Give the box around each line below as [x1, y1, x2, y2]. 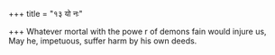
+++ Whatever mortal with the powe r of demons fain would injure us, [8, 27, 267, 36]
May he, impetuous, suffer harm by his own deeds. [8, 35, 197, 46]
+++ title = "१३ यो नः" [8, 9, 83, 19]
